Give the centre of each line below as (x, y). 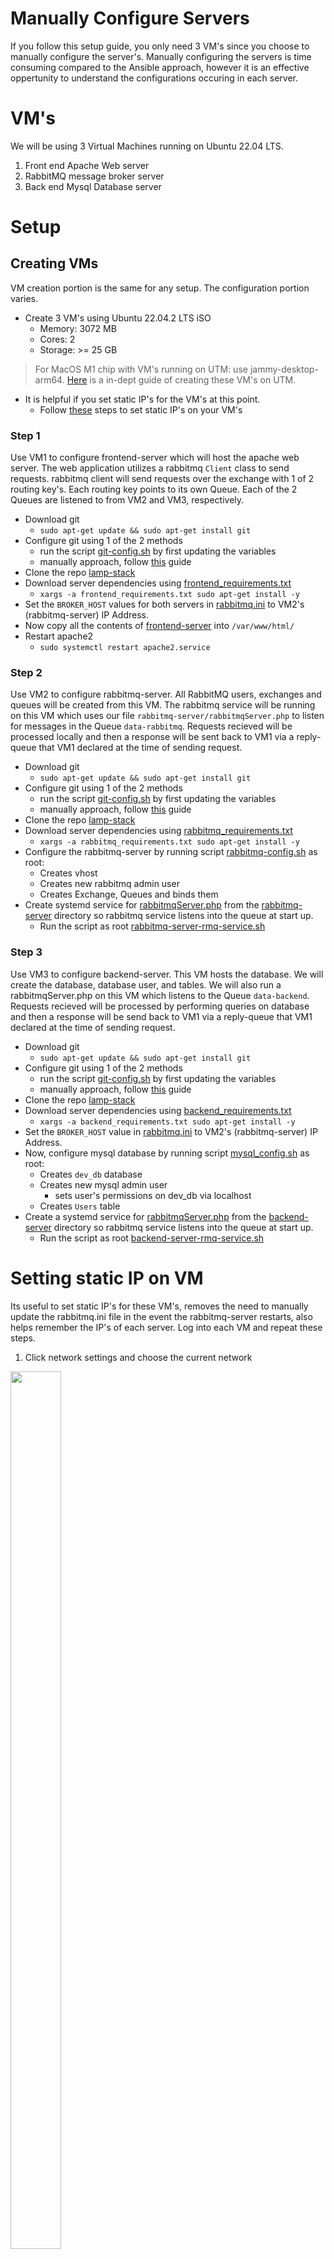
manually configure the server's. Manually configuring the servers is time (161, 56)
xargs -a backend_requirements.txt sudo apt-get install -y (167, 1122)
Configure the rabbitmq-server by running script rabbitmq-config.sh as (171, 852)
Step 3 (26, 952)
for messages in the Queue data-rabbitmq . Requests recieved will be (151, 726)
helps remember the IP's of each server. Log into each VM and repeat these (166, 1327)
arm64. (49, 379)
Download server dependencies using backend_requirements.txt (158, 1110)
